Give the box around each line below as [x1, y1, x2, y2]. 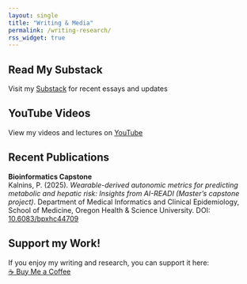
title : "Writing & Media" [8, 19, 93, 27]
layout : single [8, 11, 59, 20]
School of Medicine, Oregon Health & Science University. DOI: [8, 205, 211, 214]
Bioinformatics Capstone [8, 172, 93, 181]
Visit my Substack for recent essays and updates [8, 84, 168, 93]
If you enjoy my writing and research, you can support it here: [8, 258, 210, 267]
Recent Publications [8, 151, 109, 165]
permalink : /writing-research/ [8, 26, 112, 34]
